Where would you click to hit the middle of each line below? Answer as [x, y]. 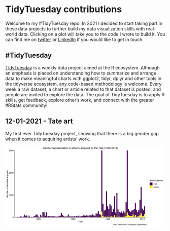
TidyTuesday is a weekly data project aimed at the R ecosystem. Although [82, 67]
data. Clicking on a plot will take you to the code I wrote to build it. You [92, 34]
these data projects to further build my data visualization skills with [75, 28]
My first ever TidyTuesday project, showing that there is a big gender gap [82, 133]
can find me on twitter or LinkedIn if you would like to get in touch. [74, 40]
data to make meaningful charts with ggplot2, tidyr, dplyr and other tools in [83, 78]
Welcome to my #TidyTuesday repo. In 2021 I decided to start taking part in [84, 23]
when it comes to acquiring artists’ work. [48, 139]
